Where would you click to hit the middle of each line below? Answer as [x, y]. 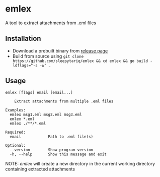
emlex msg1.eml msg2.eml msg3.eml [46, 114]
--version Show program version [52, 150]
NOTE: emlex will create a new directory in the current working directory [80, 163]
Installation [23, 39]
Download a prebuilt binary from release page [60, 50]
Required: [16, 132]
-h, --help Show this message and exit [58, 154]
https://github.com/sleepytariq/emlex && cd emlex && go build [80, 61]
